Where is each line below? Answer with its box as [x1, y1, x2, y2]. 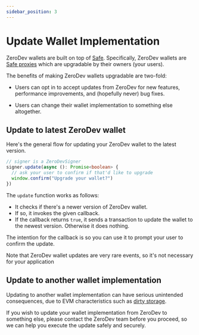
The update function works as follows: [6, 191, 99, 198]
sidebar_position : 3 [6, 8, 58, 15]
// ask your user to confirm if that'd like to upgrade [11, 170, 153, 176]
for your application [6, 258, 55, 265]
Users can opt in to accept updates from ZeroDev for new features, [14, 83, 181, 91]
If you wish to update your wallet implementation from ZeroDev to [6, 309, 167, 316]
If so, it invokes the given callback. [14, 209, 100, 216]
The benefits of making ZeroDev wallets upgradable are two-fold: [6, 72, 167, 79]
